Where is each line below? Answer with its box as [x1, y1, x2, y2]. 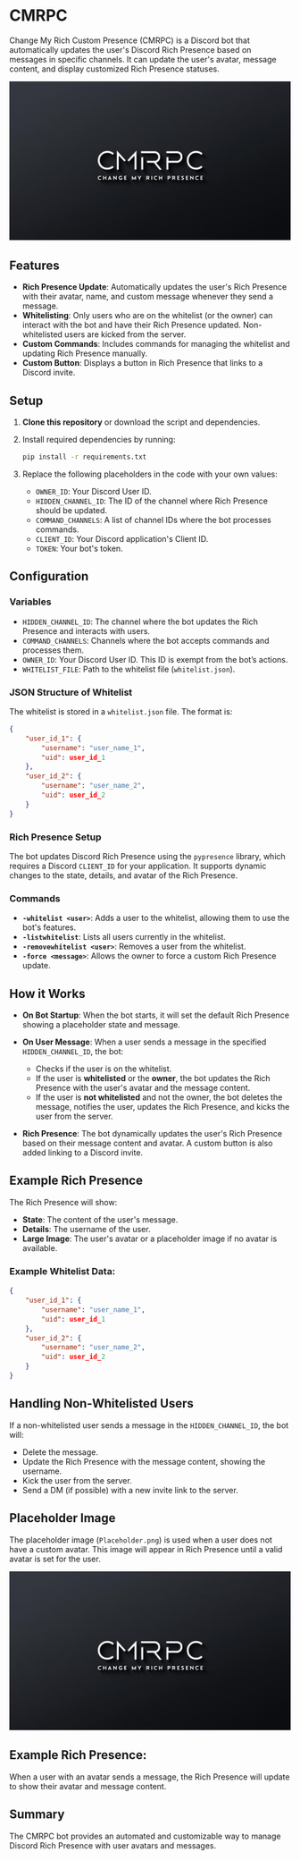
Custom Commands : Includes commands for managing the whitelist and [21, 339, 290, 350]
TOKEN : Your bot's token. [35, 543, 123, 554]
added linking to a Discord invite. [21, 1147, 144, 1158]
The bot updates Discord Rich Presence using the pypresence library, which [9, 850, 286, 861]
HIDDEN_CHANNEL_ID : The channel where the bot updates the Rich [21, 616, 259, 627]
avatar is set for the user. [9, 1553, 101, 1564]
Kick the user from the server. [21, 1475, 132, 1485]
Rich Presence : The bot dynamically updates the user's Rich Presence [21, 1129, 283, 1139]
